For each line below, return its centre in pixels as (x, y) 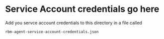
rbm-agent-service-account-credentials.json (52, 32)
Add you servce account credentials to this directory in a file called (74, 23)
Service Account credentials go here (82, 9)
